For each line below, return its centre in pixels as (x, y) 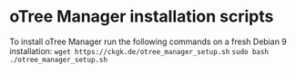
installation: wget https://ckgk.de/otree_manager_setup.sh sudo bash (139, 50)
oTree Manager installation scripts (142, 17)
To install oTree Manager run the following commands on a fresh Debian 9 (148, 41)
